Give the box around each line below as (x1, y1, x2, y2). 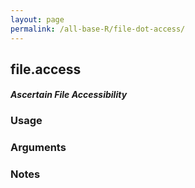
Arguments (10, 141, 67, 155)
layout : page (10, 14, 65, 25)
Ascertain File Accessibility (10, 89, 128, 101)
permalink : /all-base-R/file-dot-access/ (10, 24, 186, 34)
